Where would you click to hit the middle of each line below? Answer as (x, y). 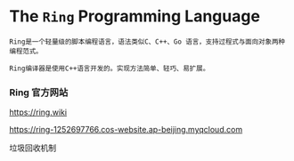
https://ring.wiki (38, 112)
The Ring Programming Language (135, 16)
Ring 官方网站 (39, 93)
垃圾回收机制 (33, 148)
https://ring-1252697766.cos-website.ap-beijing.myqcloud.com (126, 130)
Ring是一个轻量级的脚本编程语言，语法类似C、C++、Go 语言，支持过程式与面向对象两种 (147, 42)
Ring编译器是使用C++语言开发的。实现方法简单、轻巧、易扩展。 (110, 68)
